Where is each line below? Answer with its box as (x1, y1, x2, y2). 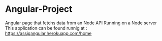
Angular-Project (5, 3, 72, 15)
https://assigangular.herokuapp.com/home (5, 30, 92, 36)
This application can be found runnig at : (5, 25, 87, 31)
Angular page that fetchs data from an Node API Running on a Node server (5, 20, 157, 26)
